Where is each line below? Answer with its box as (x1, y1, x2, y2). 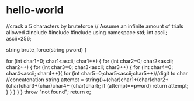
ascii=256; (6, 35, 32, 42)
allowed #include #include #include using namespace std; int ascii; (6, 28, 168, 35)
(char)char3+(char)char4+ (6, 82, 70, 89)
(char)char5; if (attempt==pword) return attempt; (71, 82, 189, 89)
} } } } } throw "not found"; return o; (6, 88, 92, 95)
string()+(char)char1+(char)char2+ (85, 76, 169, 83)
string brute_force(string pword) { (6, 46, 87, 53)
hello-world (6, 3, 64, 17)
